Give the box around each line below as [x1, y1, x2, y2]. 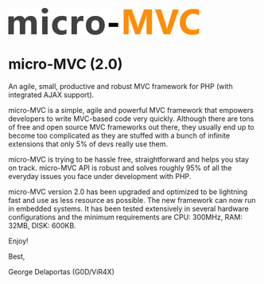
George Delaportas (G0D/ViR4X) [8, 266, 115, 276]
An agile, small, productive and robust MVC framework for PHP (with [8, 81, 233, 91]
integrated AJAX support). [8, 90, 95, 99]
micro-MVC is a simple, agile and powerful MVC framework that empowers [8, 105, 254, 115]
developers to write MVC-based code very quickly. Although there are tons [8, 114, 254, 123]
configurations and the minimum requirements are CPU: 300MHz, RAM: [8, 212, 243, 222]
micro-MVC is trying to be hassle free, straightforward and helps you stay [8, 154, 249, 164]
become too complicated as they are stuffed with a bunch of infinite [8, 130, 231, 140]
